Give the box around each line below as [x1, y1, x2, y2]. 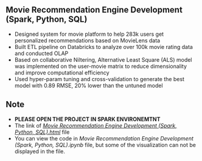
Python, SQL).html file [14, 128, 70, 136]
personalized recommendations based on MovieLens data [14, 36, 161, 44]
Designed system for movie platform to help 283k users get [14, 30, 164, 38]
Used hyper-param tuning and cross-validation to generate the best [14, 75, 185, 82]
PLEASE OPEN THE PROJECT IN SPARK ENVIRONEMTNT [14, 115, 161, 123]
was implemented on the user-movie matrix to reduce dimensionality [14, 62, 187, 70]
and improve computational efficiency [14, 69, 110, 76]
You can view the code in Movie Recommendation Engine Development [14, 134, 194, 142]
